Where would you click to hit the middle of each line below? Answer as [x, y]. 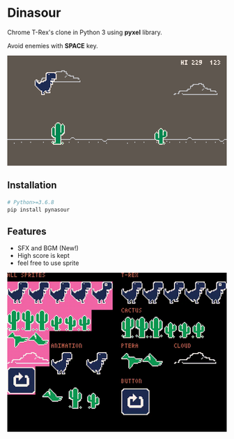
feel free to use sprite [48, 263]
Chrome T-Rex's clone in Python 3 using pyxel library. [85, 32]
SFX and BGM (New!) [48, 248]
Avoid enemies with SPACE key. [53, 45]
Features [27, 231]
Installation [32, 186]
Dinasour [34, 13]
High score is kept [43, 256]
